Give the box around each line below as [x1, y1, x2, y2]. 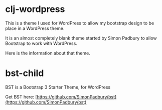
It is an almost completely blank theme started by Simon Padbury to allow [5, 35, 157, 41]
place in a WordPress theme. [5, 25, 65, 31]
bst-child [5, 67, 44, 79]
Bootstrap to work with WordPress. [5, 40, 78, 46]
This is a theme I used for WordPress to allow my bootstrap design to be [5, 20, 154, 26]
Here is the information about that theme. [5, 50, 90, 56]
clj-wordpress [5, 3, 65, 15]
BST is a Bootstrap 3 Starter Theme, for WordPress [5, 84, 111, 90]
